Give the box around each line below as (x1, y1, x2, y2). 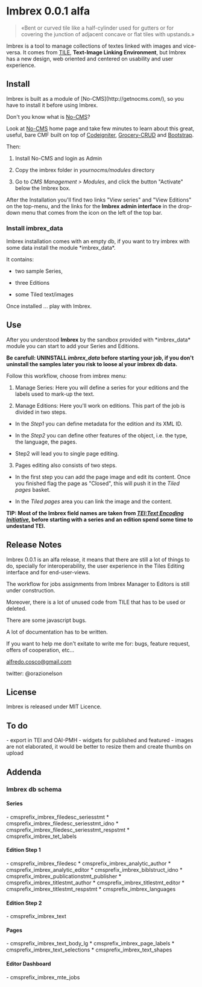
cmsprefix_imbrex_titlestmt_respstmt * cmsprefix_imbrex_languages (6, 886, 176, 893)
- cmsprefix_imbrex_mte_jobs (6, 973, 80, 981)
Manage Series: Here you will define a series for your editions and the (14, 384, 189, 391)
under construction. (6, 586, 55, 594)
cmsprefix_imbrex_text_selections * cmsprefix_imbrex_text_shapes (6, 946, 172, 954)
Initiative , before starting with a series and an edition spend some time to (6, 516, 193, 523)
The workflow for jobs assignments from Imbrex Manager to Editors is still (6, 580, 190, 588)
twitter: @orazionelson (6, 670, 63, 677)
